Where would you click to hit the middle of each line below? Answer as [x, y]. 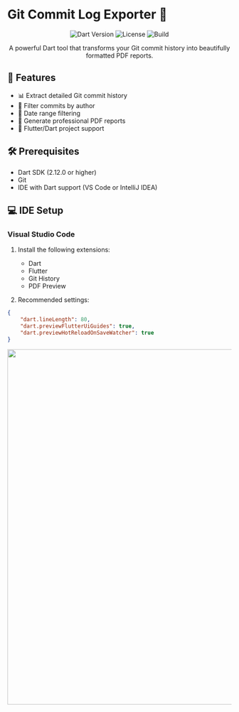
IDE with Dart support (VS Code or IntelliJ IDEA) [87, 187]
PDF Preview [47, 286]
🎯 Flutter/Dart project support [61, 128]
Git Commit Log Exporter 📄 [87, 15]
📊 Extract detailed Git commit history [73, 95]
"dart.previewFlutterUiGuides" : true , [78, 326]
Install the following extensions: [64, 250]
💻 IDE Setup [36, 210]
